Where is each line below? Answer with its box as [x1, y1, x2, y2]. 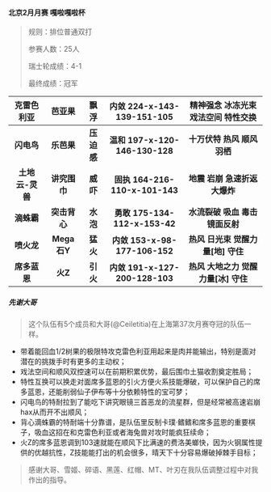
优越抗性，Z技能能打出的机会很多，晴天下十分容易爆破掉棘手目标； [34, 447, 258, 457]
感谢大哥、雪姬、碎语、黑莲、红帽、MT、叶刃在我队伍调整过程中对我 [27, 465, 259, 475]
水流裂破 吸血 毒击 [188, 206, 258, 218]
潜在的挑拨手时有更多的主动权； [19, 357, 127, 367]
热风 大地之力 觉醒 [188, 261, 258, 273]
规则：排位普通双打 [27, 27, 93, 36]
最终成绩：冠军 [27, 78, 78, 88]
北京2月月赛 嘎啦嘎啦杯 [8, 7, 86, 17]
